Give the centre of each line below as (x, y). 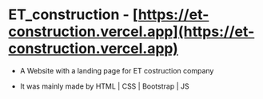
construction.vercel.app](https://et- (131, 32)
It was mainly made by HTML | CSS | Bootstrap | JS (104, 86)
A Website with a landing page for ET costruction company (117, 70)
